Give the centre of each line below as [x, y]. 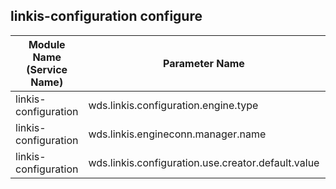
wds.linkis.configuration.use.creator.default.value [204, 162]
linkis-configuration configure [106, 16]
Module [47, 44]
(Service [47, 69]
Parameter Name [204, 63]
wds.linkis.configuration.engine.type [173, 105]
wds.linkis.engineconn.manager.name [177, 134]
